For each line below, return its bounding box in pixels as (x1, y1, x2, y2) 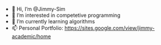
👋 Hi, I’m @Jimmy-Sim (11, 6, 66, 12)
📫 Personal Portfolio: (11, 25, 63, 32)
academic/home (11, 33, 52, 40)
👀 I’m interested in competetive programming (11, 12, 121, 19)
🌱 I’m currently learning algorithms (11, 18, 95, 25)
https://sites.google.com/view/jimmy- (64, 25, 155, 32)
